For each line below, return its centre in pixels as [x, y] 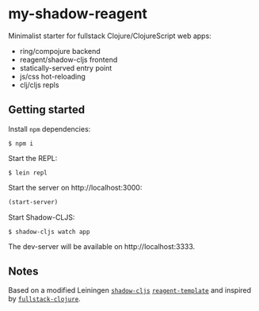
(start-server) [33, 202]
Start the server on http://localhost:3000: [75, 187]
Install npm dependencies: [50, 129]
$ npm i [21, 144]
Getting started [47, 110]
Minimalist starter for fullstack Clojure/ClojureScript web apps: [110, 36]
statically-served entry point [66, 67]
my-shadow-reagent [78, 14]
